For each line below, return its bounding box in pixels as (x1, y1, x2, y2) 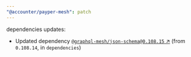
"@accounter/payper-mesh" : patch (6, 8, 92, 15)
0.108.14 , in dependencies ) (15, 44, 81, 51)
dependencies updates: (6, 25, 66, 33)
